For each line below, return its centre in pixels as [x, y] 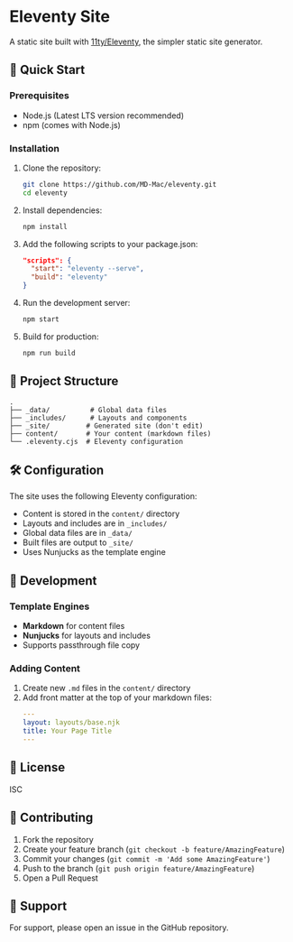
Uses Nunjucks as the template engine [94, 552]
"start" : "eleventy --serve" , [87, 269]
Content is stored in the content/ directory [101, 514]
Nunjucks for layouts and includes [87, 636]
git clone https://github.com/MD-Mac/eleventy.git [119, 184]
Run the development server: [76, 303]
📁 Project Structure [64, 381]
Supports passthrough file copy [81, 645]
